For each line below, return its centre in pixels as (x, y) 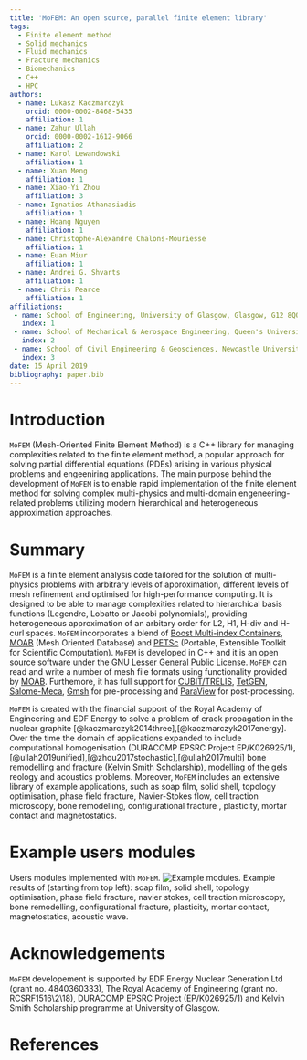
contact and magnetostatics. (63, 816)
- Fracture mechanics (59, 60)
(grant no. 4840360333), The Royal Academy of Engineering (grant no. (143, 989)
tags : (20, 26)
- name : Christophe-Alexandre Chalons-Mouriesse (112, 238)
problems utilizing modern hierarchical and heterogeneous (148, 503)
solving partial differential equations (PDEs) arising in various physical (141, 464)
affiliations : (37, 307)
